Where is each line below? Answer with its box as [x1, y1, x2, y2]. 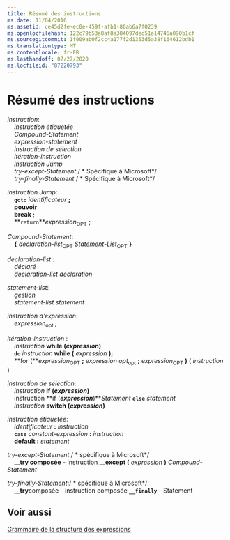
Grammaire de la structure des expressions [7, 525, 131, 533]
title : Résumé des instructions [7, 10, 101, 17]
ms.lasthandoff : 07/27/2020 [7, 56, 89, 63]
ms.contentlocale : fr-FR [7, 49, 79, 56]
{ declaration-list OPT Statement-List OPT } [13, 240, 132, 250]
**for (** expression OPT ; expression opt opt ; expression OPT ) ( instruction [13, 356, 224, 367]
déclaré [13, 263, 36, 271]
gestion [13, 291, 36, 300]
